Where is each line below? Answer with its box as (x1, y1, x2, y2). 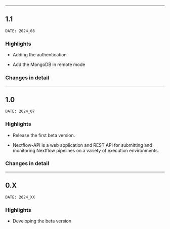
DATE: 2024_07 (5, 109, 35, 114)
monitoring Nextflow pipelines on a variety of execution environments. (12, 147, 159, 153)
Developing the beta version (12, 218, 72, 224)
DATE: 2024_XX (5, 194, 35, 200)
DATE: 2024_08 (5, 28, 35, 34)
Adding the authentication (12, 52, 67, 58)
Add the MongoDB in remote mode (12, 61, 86, 68)
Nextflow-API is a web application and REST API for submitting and (12, 142, 153, 148)
